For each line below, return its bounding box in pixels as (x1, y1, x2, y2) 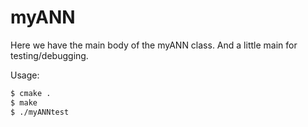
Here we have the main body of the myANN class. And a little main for (10, 39, 298, 51)
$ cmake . (10, 88, 52, 98)
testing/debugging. (10, 49, 89, 61)
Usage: (10, 69, 40, 81)
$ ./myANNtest (10, 107, 70, 117)
